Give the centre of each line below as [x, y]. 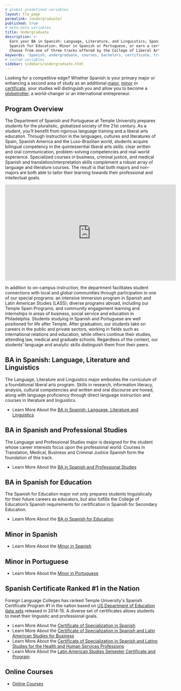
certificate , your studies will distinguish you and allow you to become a [76, 88]
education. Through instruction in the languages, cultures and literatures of [80, 136]
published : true [21, 23]
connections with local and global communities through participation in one [81, 293]
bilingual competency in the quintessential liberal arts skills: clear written [78, 147]
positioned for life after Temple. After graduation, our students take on [75, 324]
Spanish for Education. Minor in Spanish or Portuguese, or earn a [80, 46]
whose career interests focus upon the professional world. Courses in [75, 447]
